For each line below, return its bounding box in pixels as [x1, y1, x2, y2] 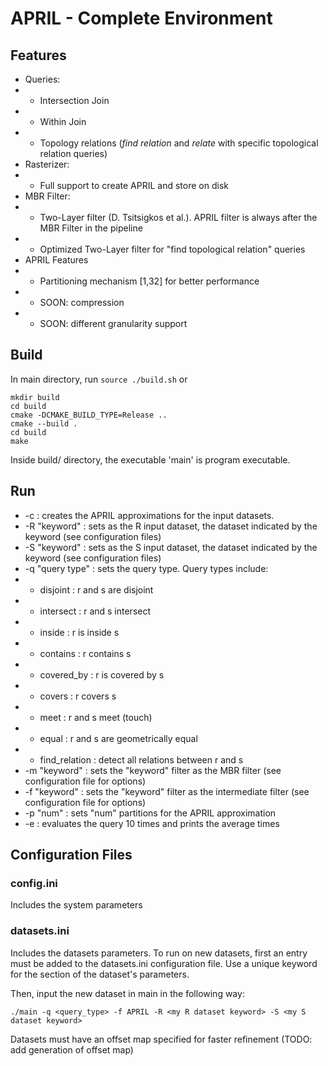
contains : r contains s [39, 647, 132, 659]
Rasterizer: [24, 158, 70, 170]
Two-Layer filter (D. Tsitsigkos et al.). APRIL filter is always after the [39, 212, 318, 223]
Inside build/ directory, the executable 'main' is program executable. [10, 453, 291, 466]
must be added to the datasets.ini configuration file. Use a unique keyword [10, 957, 318, 969]
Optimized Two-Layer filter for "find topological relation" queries [39, 243, 306, 255]
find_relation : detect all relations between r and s [39, 753, 244, 766]
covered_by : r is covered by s [39, 668, 165, 681]
